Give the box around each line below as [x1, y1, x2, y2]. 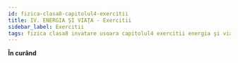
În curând [8, 49, 37, 57]
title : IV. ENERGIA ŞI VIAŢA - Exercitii [8, 17, 132, 24]
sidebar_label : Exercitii [8, 23, 84, 30]
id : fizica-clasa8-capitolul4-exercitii [8, 10, 129, 17]
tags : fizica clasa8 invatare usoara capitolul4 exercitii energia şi [8, 29, 220, 37]
